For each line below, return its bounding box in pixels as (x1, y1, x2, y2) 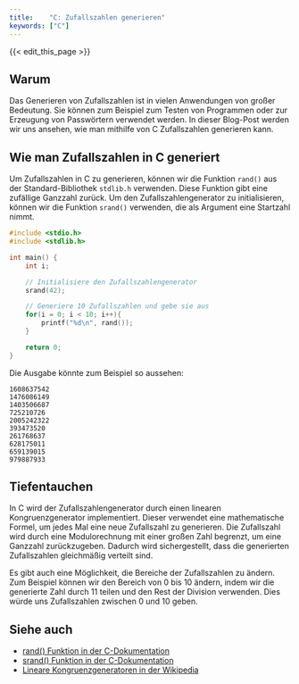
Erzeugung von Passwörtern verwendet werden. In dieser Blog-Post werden (9, 114, 290, 125)
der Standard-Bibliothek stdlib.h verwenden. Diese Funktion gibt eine (9, 183, 268, 194)
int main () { (9, 253, 58, 262)
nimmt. (9, 212, 35, 222)
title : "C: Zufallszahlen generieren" (9, 13, 166, 22)
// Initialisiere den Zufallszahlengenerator (25, 278, 198, 287)
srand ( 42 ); (25, 286, 66, 295)
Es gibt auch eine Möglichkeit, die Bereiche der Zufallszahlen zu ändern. (9, 568, 275, 579)
